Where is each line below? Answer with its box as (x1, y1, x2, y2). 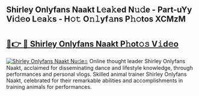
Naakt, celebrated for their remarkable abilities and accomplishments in (6, 77, 183, 84)
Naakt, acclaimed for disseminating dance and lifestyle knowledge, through (6, 64, 194, 71)
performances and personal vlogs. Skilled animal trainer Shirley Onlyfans (6, 71, 187, 78)
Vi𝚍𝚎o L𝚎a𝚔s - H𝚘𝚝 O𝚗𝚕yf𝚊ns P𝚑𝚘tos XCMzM (6, 14, 186, 24)
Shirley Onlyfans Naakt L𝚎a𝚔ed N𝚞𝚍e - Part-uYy (6, 5, 192, 15)
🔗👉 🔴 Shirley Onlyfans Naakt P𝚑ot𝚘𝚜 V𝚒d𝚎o (6, 39, 179, 49)
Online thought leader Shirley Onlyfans (89, 58, 186, 64)
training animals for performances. (6, 83, 92, 90)
